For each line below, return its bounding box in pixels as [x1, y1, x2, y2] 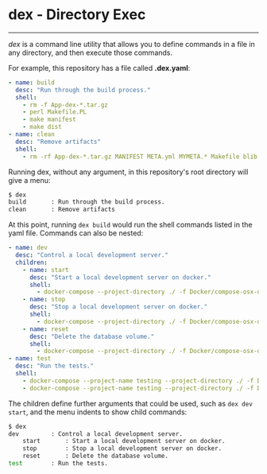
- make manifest [22, 115, 77, 124]
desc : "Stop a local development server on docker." [29, 303, 208, 311]
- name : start [22, 266, 69, 274]
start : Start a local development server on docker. [22, 437, 226, 445]
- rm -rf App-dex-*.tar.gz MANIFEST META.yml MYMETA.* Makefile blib [22, 153, 258, 161]
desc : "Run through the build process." [15, 86, 151, 94]
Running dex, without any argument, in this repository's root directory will [8, 167, 249, 177]
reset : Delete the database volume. [22, 452, 169, 460]
